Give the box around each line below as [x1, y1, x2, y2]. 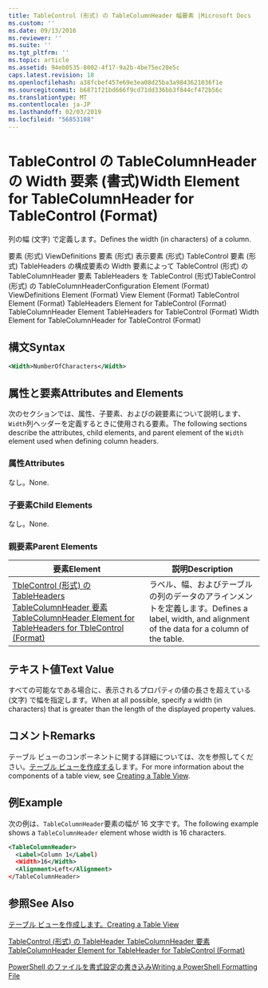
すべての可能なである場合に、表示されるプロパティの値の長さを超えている [8, 686, 251, 695]
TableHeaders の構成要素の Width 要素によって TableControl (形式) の [19, 261, 249, 271]
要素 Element [53, 563, 101, 575]
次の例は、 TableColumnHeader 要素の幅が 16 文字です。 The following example [8, 819, 259, 828]
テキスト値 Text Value [8, 662, 114, 676]
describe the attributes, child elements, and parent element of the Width [8, 428, 244, 437]
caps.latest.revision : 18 [8, 71, 94, 79]
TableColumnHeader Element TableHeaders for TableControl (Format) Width [8, 306, 259, 316]
